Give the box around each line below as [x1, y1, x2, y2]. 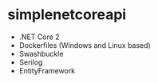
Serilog [18, 57, 43, 67]
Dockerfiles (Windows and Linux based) [18, 40, 151, 49]
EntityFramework [18, 65, 76, 75]
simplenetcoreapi [7, 6, 127, 24]
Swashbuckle [18, 49, 64, 58]
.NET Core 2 [18, 32, 61, 41]
